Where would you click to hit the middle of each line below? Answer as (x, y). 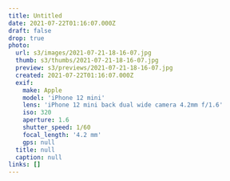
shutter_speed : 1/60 (57, 127)
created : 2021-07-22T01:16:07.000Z (75, 75)
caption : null (39, 157)
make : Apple (42, 90)
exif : (25, 82)
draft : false (30, 30)
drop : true (26, 38)
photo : (19, 46)
